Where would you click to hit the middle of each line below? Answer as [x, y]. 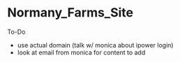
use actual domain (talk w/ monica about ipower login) [95, 45]
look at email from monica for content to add [81, 52]
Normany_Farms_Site [70, 13]
